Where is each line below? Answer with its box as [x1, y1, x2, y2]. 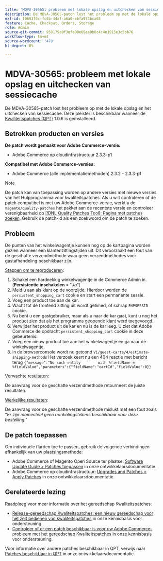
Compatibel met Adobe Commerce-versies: [5, 161, 95, 167]
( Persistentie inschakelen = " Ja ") [12, 282, 81, 288]
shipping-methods [12, 355, 48, 360]
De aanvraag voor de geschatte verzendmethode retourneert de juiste [5, 383, 146, 388]
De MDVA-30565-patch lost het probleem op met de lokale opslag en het [5, 105, 151, 111]
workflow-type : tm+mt [5, 35, 49, 39]
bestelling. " [5, 417, 28, 423]
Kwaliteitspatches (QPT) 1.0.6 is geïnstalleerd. [5, 115, 97, 122]
